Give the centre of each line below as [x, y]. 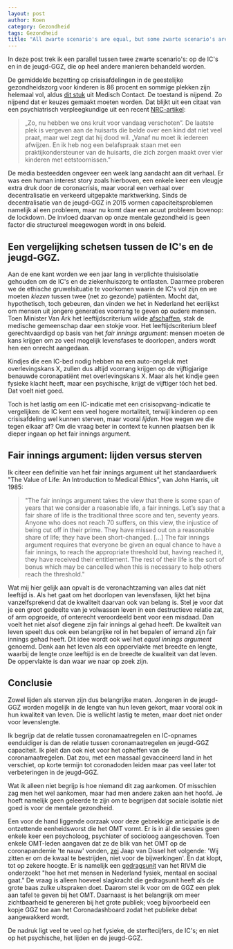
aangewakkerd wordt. [39, 917]
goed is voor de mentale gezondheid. [61, 807]
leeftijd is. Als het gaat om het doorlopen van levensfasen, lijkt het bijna [109, 595]
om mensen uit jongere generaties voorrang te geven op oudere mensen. [112, 311]
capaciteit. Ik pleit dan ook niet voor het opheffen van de [88, 750]
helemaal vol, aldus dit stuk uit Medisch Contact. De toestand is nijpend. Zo [115, 95]
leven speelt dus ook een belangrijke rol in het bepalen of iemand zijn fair [112, 631]
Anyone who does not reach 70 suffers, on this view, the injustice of [121, 522]
